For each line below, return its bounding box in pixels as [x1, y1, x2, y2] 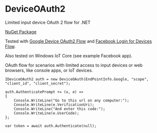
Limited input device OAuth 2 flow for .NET [5, 19, 91, 25]
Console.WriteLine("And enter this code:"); [14, 106, 105, 111]
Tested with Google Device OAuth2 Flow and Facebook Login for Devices [5, 38, 152, 44]
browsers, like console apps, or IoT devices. [5, 67, 93, 73]
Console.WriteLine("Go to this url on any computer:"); [14, 98, 130, 103]
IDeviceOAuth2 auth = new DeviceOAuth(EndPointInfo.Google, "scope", [5, 77, 149, 82]
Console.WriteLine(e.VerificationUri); [14, 102, 95, 107]
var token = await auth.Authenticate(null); [5, 123, 97, 128]
